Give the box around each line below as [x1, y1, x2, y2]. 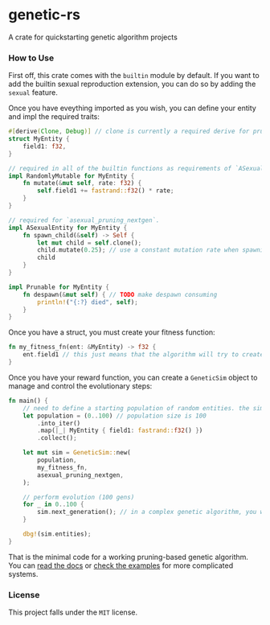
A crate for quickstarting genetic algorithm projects [8, 32, 178, 42]
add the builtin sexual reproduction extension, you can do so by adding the [8, 79, 256, 89]
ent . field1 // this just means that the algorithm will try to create [22, 351, 264, 359]
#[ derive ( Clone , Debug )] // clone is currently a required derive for [8, 127, 250, 136]
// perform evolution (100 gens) [22, 493, 135, 501]
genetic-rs [8, 6, 80, 24]
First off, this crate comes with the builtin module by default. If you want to [8, 71, 260, 80]
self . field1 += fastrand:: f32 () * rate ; [37, 187, 174, 195]
